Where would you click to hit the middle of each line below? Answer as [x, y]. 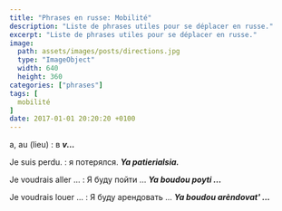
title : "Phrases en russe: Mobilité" [81, 18]
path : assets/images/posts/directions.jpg [99, 52]
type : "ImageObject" [56, 60]
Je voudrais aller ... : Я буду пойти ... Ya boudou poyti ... [116, 180]
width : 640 [38, 69]
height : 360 [40, 77]
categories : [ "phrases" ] [56, 85]
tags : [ [24, 93]
